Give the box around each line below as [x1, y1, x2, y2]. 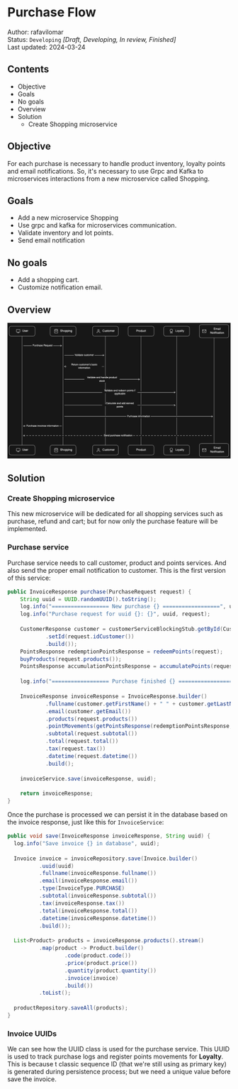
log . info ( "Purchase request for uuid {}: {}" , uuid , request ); [20, 610, 211, 618]
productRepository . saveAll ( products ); [13, 1005, 129, 1012]
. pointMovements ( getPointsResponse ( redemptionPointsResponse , [45, 722, 233, 730]
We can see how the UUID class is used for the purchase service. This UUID [7, 1045, 230, 1054]
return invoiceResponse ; [20, 790, 93, 798]
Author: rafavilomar [7, 28, 64, 36]
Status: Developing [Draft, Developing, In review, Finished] [7, 35, 176, 43]
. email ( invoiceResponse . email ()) [38, 877, 138, 885]
